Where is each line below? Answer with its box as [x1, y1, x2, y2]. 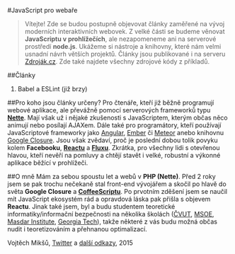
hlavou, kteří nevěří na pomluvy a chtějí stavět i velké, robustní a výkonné [7, 151, 221, 159]
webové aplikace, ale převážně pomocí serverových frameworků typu [7, 106, 211, 114]
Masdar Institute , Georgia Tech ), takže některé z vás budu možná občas [7, 217, 218, 226]
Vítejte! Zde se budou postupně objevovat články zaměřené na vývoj [24, 20, 225, 28]
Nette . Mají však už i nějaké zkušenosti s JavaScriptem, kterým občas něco [7, 113, 228, 122]
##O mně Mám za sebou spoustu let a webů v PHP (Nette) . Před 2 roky [7, 173, 216, 180]
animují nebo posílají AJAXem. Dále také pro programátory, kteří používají [7, 121, 222, 129]
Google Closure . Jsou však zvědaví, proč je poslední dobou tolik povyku [7, 136, 218, 144]
